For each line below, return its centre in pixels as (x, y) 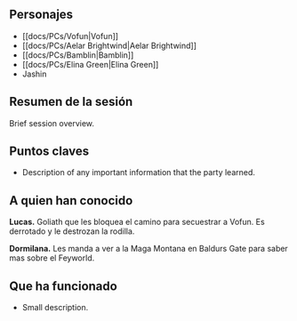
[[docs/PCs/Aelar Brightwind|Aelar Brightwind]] (109, 45)
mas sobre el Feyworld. (52, 258)
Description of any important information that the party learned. (139, 173)
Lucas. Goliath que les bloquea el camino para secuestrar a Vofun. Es (137, 222)
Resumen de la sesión (71, 102)
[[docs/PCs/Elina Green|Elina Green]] (90, 64)
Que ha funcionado (63, 286)
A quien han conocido (71, 201)
